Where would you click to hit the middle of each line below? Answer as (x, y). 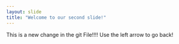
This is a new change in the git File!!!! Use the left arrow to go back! (90, 34)
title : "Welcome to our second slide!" (56, 17)
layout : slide (24, 12)
